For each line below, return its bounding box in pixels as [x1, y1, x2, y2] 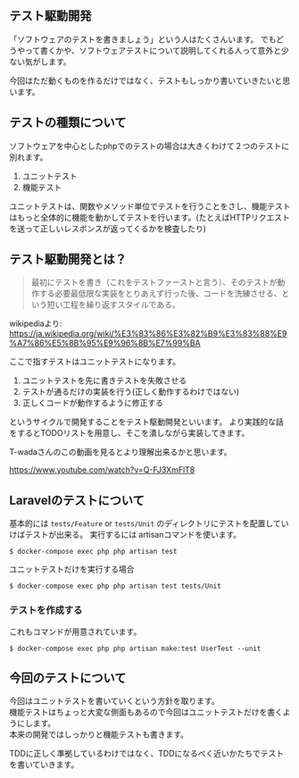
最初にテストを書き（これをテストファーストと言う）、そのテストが [30, 277, 278, 288]
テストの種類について [9, 115, 127, 130]
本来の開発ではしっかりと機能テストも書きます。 [9, 729, 189, 740]
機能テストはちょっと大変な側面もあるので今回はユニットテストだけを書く [9, 707, 283, 717]
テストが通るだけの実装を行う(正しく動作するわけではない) [21, 387, 240, 397]
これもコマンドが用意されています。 [9, 626, 142, 637]
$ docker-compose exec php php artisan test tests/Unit [9, 581, 221, 591]
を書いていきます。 [9, 759, 79, 770]
